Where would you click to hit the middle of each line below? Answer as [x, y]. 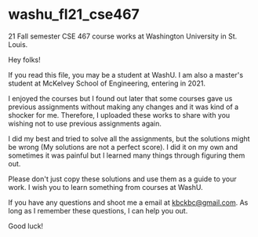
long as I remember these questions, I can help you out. [98, 210]
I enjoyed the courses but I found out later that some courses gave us [120, 98]
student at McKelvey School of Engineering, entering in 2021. [107, 83]
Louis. [18, 44]
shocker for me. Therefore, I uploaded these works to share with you [119, 115]
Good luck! [26, 226]
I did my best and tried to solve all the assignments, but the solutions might [129, 138]
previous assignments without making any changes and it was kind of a [124, 107]
